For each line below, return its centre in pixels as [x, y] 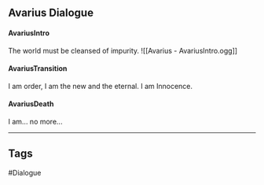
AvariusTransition [38, 68]
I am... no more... [35, 122]
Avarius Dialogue [51, 13]
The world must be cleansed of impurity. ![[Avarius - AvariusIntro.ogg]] [123, 50]
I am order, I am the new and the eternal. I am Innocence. [101, 86]
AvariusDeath [31, 104]
